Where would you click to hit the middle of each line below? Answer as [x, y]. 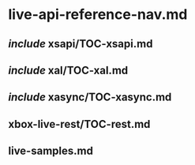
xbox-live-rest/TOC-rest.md [79, 124]
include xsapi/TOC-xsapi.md [81, 44]
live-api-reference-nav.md [98, 15]
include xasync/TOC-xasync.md [90, 97]
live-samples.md [51, 151]
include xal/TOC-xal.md [68, 70]
